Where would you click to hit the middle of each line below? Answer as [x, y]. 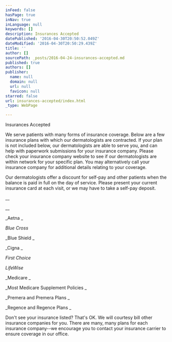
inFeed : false [20, 10]
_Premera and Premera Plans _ [38, 298]
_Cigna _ [14, 248]
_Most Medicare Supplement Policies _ [46, 288]
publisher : [17, 72]
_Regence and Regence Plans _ [38, 308]
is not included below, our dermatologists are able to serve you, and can [81, 146]
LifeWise [15, 268]
